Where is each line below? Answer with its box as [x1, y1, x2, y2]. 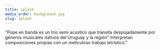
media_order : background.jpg [5, 12, 65, 17]
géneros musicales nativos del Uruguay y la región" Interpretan [5, 34, 133, 40]
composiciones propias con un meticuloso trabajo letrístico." [5, 40, 128, 46]
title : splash [5, 7, 34, 12]
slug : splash [5, 16, 32, 21]
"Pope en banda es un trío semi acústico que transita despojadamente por [5, 30, 156, 35]
